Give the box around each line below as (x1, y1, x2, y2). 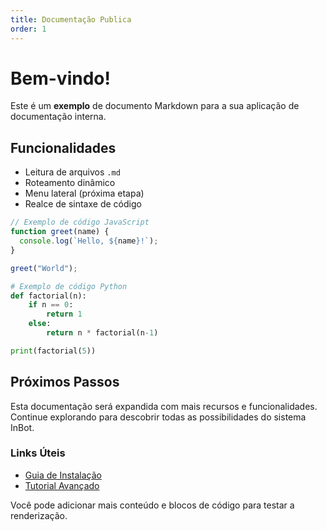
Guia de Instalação (24, 469, 102, 481)
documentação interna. (10, 111, 107, 123)
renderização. (10, 509, 68, 521)
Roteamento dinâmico (24, 177, 116, 189)
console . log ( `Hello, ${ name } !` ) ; (19, 236, 159, 246)
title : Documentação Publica (10, 14, 132, 25)
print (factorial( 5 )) (10, 346, 97, 356)
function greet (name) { (10, 227, 110, 237)
